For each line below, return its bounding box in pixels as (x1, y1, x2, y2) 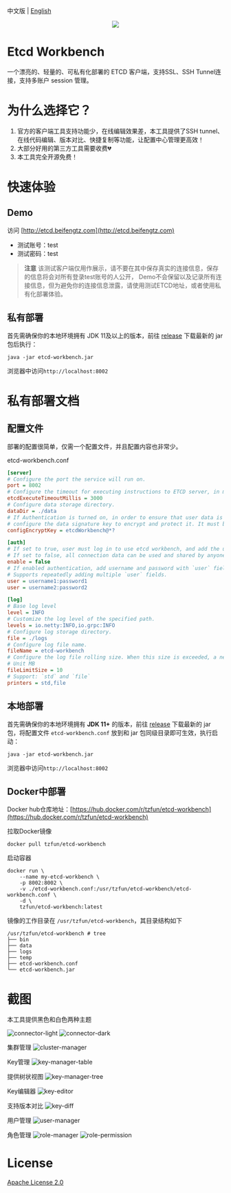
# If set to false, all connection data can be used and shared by (7, 552, 205, 559)
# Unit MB (7, 660, 36, 668)
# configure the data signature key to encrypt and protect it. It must (7, 521, 220, 527)
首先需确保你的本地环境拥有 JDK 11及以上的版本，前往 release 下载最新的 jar (7, 331, 223, 340)
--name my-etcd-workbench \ (19, 873, 100, 881)
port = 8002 (7, 482, 41, 489)
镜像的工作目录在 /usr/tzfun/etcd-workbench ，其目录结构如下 (7, 917, 182, 925)
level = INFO (7, 609, 45, 616)
